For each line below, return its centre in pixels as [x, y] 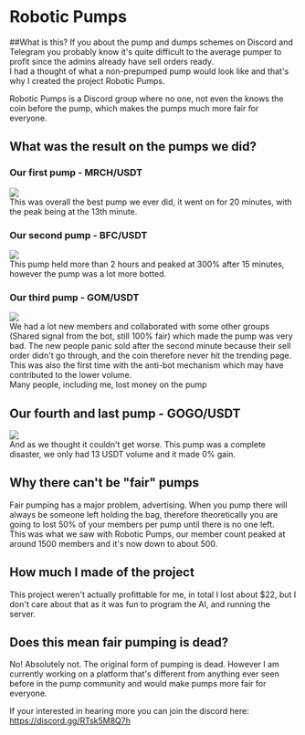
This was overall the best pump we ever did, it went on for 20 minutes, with [151, 202]
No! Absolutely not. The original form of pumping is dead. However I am [145, 665]
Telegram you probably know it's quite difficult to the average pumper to [146, 51]
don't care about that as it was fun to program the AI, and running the [140, 604]
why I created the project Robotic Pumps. [87, 80]
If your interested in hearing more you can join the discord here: [129, 711]
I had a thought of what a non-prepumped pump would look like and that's [149, 71]
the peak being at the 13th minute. [74, 211]
